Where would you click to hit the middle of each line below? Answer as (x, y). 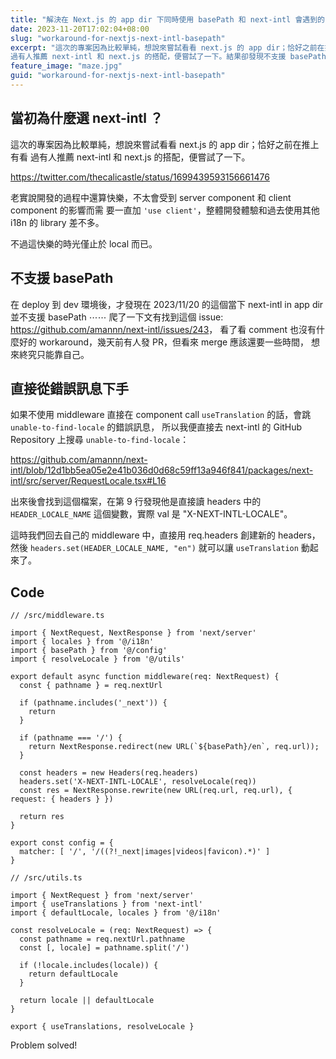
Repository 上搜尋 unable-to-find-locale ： (100, 440)
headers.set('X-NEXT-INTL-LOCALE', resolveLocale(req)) (138, 782)
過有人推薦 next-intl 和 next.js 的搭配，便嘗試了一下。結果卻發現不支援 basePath (168, 57)
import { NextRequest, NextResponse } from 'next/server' (133, 633)
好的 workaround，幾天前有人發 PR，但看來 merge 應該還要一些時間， (164, 342)
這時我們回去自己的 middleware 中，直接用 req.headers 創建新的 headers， (165, 535)
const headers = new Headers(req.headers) (109, 773)
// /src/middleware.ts (57, 616)
